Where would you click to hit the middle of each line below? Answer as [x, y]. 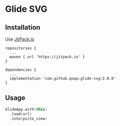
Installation [23, 27]
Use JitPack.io [20, 39]
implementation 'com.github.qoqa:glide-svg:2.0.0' [63, 79]
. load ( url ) [21, 114]
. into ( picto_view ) [29, 119]
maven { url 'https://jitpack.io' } [47, 57]
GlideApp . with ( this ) [26, 109]
